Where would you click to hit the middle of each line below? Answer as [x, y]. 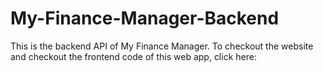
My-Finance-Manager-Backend [145, 18]
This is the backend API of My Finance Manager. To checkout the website [162, 46]
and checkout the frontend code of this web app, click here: [133, 56]
